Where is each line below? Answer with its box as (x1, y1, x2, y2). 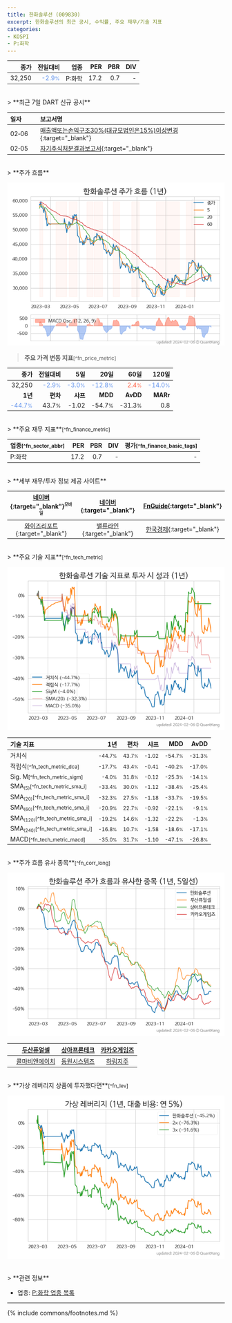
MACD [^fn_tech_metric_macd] (10, 835, 86, 843)
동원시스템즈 (61, 1057, 95, 1065)
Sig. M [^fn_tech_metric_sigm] (10, 772, 84, 781)
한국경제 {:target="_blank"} (146, 525, 220, 533)
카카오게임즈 (100, 1045, 135, 1054)
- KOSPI (7, 33, 30, 40)
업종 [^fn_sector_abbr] (10, 441, 66, 450)
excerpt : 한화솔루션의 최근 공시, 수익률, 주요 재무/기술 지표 (7, 18, 162, 26)
